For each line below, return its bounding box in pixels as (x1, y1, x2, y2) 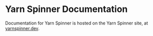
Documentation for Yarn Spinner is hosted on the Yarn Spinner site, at (5, 20, 149, 26)
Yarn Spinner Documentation (5, 3, 128, 15)
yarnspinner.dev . (5, 25, 40, 31)
